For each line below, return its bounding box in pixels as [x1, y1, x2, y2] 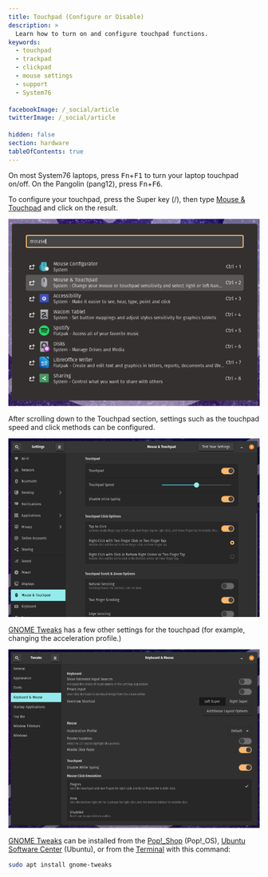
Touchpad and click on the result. [8, 203, 118, 212]
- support [15, 80, 48, 88]
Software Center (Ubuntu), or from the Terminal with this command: [8, 844, 231, 854]
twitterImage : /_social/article [8, 114, 116, 122]
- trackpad [15, 55, 52, 63]
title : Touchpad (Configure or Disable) [8, 13, 145, 21]
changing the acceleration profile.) [8, 633, 122, 642]
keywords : [8, 38, 41, 46]
